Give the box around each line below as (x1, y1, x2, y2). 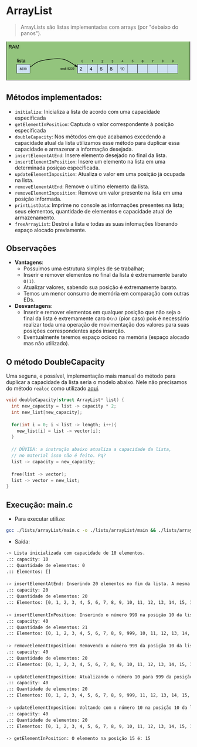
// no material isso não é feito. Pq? (11, 453, 107, 459)
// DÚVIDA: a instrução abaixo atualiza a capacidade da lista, (11, 447, 172, 453)
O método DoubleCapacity (6, 356, 106, 367)
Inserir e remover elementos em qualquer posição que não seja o (23, 309, 181, 316)
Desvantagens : (14, 303, 53, 310)
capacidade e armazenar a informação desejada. (14, 145, 134, 152)
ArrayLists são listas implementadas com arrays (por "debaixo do (20, 23, 179, 30)
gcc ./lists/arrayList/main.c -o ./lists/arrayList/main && (6, 528, 157, 534)
